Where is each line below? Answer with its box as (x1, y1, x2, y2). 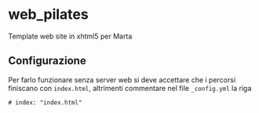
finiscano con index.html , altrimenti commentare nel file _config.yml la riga (8, 83, 252, 93)
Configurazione (8, 54, 86, 67)
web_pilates (8, 5, 89, 24)
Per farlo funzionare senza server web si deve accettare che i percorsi (8, 75, 236, 84)
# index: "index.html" (8, 98, 82, 107)
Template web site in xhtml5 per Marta (8, 31, 133, 41)
